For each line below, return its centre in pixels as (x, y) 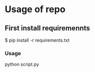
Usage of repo (35, 9)
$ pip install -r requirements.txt (37, 40)
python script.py (22, 64)
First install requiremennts (47, 28)
